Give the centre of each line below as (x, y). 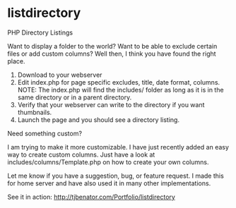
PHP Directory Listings (40, 32)
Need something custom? (45, 133)
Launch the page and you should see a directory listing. (99, 120)
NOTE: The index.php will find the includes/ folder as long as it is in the (120, 90)
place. (17, 61)
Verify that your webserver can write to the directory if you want (111, 104)
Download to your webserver (60, 75)
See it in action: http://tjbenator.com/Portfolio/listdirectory (91, 197)
